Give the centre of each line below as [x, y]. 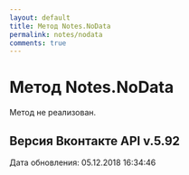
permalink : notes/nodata [56, 34]
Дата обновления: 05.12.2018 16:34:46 [83, 162]
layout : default [40, 18]
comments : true [38, 43]
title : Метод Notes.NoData [60, 26]
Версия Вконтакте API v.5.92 [95, 141]
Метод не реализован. [53, 113]
